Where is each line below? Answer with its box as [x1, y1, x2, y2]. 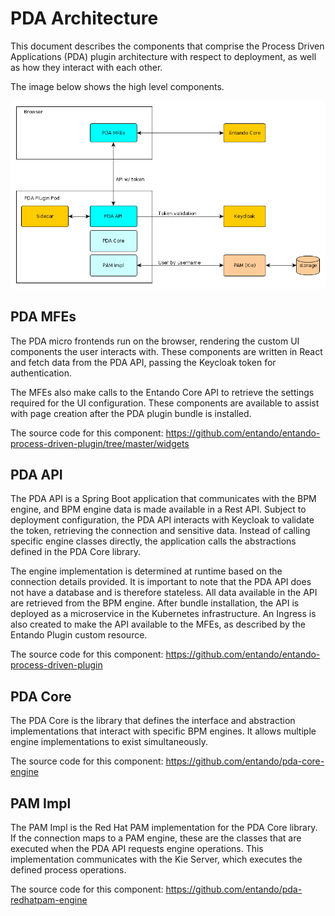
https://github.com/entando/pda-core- [165, 755, 325, 767]
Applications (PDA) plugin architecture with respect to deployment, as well [10, 50, 317, 62]
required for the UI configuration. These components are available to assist [10, 397, 320, 409]
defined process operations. [10, 863, 127, 876]
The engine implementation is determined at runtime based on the [10, 565, 283, 577]
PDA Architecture [10, 7, 159, 30]
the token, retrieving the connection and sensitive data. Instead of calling [10, 525, 311, 537]
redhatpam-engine [10, 893, 88, 906]
